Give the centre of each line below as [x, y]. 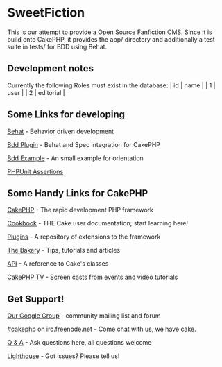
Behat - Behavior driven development [61, 131]
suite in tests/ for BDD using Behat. [57, 46]
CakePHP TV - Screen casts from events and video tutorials [93, 277]
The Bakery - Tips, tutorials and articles [63, 250]
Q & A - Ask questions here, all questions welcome [79, 343]
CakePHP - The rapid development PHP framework [80, 210]
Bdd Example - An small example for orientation [75, 158]
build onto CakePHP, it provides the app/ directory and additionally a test [111, 39]
